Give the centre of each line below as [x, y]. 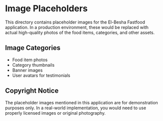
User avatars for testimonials [41, 75]
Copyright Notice [32, 91]
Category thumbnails [33, 65]
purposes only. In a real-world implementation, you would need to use [76, 108]
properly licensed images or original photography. [56, 113]
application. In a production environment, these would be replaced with [77, 27]
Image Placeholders [47, 9]
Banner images [27, 70]
